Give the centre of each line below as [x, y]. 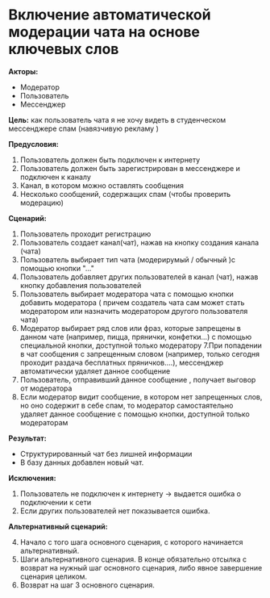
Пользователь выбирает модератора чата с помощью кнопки [127, 294]
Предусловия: [33, 144]
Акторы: [23, 71]
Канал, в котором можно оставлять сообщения [102, 185]
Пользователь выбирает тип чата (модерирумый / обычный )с [128, 259]
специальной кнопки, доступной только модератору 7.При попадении [141, 345]
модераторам [44, 422]
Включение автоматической [110, 15]
